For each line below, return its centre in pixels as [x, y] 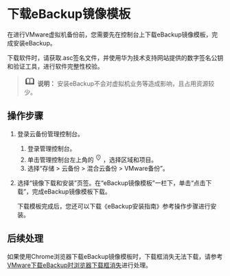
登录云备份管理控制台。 [50, 134]
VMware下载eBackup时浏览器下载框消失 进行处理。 [80, 265]
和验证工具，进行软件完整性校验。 [55, 66]
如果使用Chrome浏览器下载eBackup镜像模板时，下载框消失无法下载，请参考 [115, 256]
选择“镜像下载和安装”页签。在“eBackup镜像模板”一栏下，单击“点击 [111, 182]
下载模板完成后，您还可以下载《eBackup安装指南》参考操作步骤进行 [114, 206]
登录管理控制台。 [51, 148]
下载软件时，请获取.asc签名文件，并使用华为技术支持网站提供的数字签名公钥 [115, 57]
